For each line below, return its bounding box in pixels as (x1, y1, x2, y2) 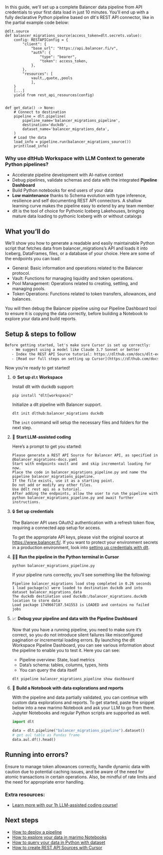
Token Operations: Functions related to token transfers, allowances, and (12, 291, 156, 297)
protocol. (12, 270, 31, 276)
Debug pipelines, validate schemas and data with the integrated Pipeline (12, 177, 158, 183)
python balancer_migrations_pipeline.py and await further (12, 495, 134, 501)
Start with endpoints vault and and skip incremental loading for (12, 461, 151, 467)
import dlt (12, 720, 34, 724)
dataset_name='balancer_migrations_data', (22, 127, 110, 132)
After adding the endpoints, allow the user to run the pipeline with (12, 491, 158, 496)
